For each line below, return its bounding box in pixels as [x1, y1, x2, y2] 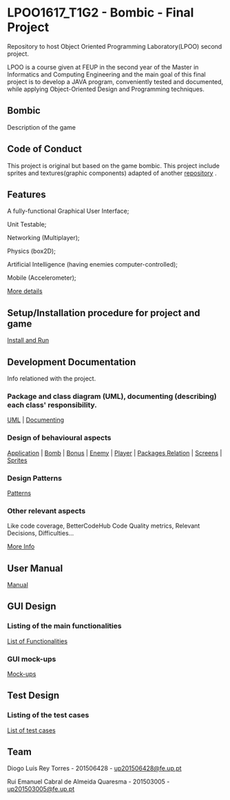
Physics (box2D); [7, 247, 56, 256]
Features [7, 188, 46, 201]
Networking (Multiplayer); [7, 234, 81, 242]
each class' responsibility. [7, 400, 98, 409]
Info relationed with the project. [7, 374, 96, 382]
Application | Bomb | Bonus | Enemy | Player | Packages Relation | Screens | [7, 449, 222, 457]
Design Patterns [7, 473, 62, 483]
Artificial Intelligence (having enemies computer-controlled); [7, 260, 178, 269]
